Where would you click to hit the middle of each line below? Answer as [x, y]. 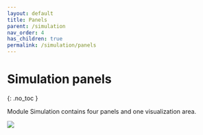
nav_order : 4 [26, 33]
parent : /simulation [37, 26]
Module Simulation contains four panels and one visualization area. [102, 111]
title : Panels [27, 20]
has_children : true [35, 39]
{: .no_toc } [23, 98]
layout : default [30, 13]
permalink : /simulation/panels [52, 45]
